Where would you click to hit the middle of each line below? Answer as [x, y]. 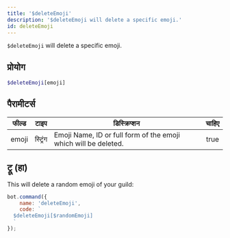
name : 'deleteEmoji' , [50, 203]
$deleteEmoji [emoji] [37, 83]
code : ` [30, 209]
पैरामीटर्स [21, 104]
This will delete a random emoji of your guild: [71, 184]
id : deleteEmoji [30, 26]
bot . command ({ [27, 197]
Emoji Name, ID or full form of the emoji [117, 135]
